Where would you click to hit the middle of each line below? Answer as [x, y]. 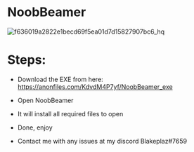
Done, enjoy [35, 127]
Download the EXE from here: [60, 79]
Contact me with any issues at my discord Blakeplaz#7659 [102, 141]
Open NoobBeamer [45, 100]
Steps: [27, 60]
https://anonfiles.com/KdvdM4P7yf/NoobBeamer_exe [95, 87]
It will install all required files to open [70, 113]
